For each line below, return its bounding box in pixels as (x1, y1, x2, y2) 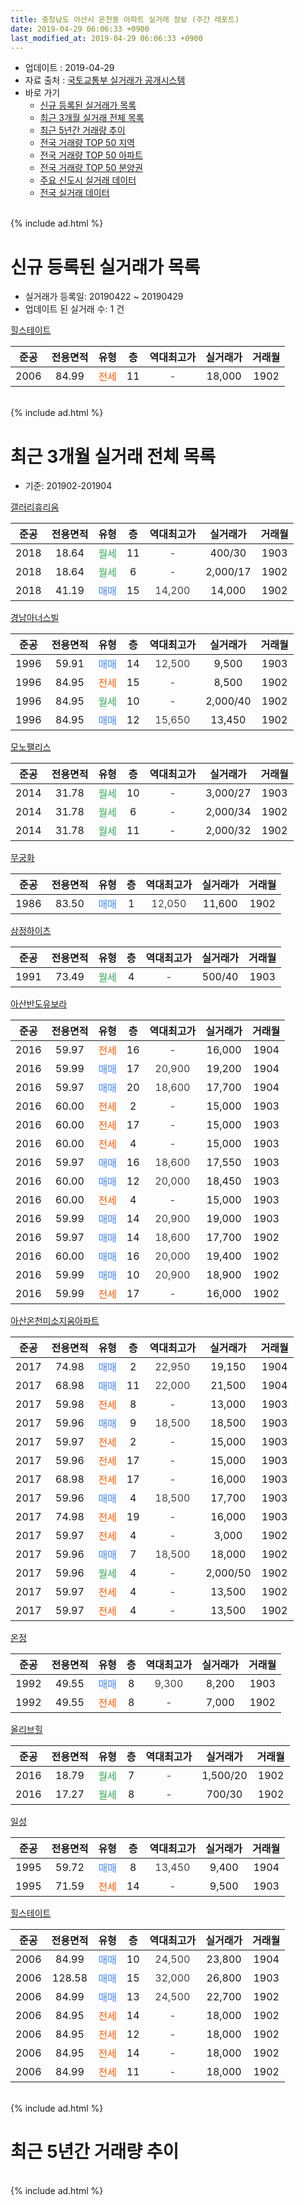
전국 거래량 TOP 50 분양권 (39, 162, 143, 174)
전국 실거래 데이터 (39, 187, 110, 199)
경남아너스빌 (10, 612, 60, 624)
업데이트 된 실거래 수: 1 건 (24, 303, 125, 315)
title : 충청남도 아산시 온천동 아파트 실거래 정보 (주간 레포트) (10, 14, 240, 25)
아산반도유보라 (10, 998, 68, 1010)
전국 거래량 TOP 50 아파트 (39, 149, 143, 161)
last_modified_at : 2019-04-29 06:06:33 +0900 (10, 33, 203, 43)
